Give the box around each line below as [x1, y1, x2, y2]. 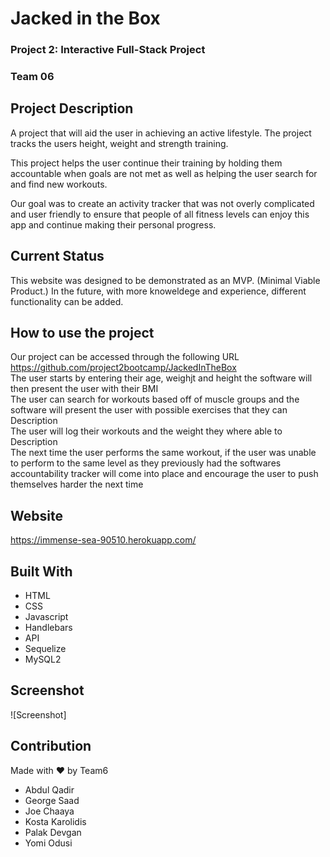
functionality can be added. [10, 295, 124, 307]
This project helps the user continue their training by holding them [10, 157, 283, 169]
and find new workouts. [10, 178, 108, 190]
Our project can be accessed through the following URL [10, 351, 240, 363]
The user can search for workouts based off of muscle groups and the [10, 393, 300, 406]
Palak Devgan [24, 826, 82, 838]
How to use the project [10, 325, 155, 342]
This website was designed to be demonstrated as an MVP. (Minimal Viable [10, 274, 321, 286]
